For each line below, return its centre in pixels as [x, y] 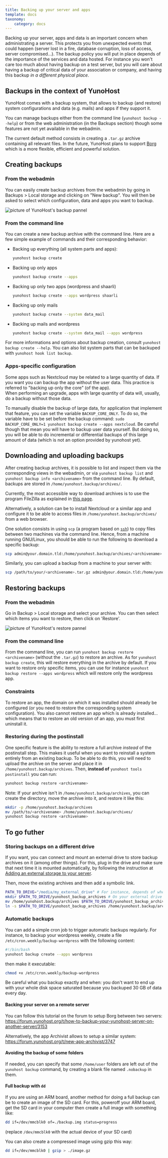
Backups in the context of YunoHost [62, 91]
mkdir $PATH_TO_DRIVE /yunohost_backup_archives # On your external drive [84, 897]
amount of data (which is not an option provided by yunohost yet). [73, 440]
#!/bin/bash [17, 949]
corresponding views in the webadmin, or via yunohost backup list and [79, 473]
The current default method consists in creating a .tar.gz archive [73, 139]
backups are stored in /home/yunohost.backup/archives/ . [63, 484]
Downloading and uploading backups [64, 456]
